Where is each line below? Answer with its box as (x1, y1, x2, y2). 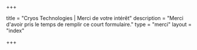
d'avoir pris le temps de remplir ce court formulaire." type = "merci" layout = (6, 21, 192, 28)
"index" (6, 27, 25, 34)
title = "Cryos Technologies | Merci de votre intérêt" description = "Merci (6, 15, 183, 21)
